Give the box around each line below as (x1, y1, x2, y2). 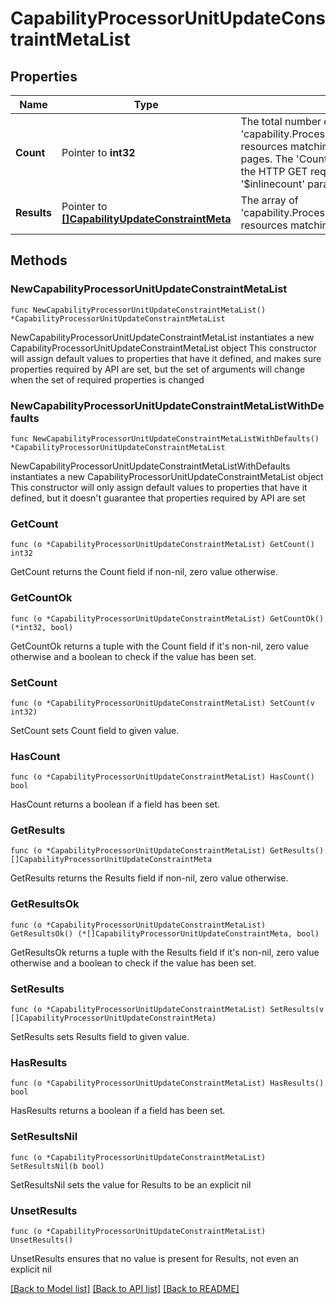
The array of (240, 193, 299, 207)
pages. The (240, 152, 294, 166)
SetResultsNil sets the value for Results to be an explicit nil (10, 1178, 252, 1191)
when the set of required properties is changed (10, 373, 205, 386)
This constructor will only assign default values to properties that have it (10, 481, 308, 493)
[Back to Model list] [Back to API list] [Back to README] (10, 1282, 240, 1294)
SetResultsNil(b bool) (10, 1161, 105, 1171)
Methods (10, 252, 68, 269)
